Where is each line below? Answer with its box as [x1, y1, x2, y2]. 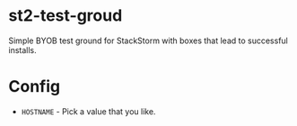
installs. [8, 44, 37, 55]
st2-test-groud [8, 5, 123, 26]
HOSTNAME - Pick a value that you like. [21, 105, 156, 117]
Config [8, 76, 60, 97]
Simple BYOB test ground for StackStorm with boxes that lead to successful [8, 35, 288, 46]
